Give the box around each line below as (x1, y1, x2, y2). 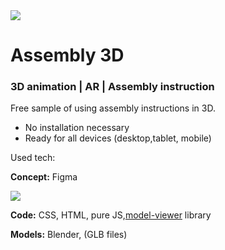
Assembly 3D (10, 44, 125, 67)
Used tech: (10, 152, 56, 164)
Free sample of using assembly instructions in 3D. (10, 102, 216, 114)
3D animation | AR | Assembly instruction (10, 80, 215, 94)
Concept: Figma (10, 171, 78, 183)
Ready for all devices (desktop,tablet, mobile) (24, 132, 212, 144)
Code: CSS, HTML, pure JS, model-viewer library (10, 209, 212, 221)
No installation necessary (24, 122, 130, 134)
